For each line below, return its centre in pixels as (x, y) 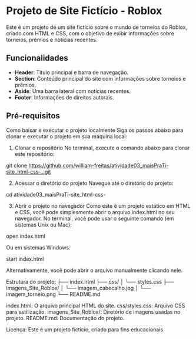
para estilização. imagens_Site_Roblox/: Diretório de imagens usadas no (93, 312)
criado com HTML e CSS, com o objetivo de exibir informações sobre (90, 33)
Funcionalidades (37, 58)
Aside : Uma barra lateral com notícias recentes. (73, 91)
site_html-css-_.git (29, 171)
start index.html (25, 259)
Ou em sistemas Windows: (38, 247)
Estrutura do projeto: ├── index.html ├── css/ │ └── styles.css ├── (90, 281)
